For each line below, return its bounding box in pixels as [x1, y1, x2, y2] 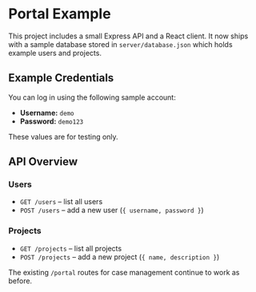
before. [8, 276, 33, 286]
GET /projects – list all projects [19, 243, 122, 253]
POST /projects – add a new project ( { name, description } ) [19, 252, 220, 262]
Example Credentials [8, 71, 114, 85]
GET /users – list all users [19, 197, 103, 207]
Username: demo [19, 108, 74, 117]
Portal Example [8, 5, 111, 23]
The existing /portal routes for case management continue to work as [8, 267, 240, 277]
